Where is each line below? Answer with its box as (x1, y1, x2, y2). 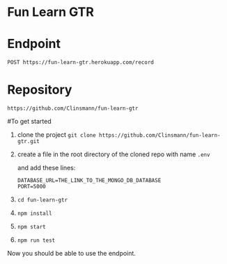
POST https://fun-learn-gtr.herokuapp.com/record (7, 59, 155, 66)
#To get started (7, 117, 52, 126)
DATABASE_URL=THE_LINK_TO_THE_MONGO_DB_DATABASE (17, 177, 162, 184)
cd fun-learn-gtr (17, 197, 68, 204)
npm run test (17, 237, 56, 244)
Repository (7, 82, 72, 98)
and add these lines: (17, 164, 76, 172)
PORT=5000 (17, 183, 47, 190)
